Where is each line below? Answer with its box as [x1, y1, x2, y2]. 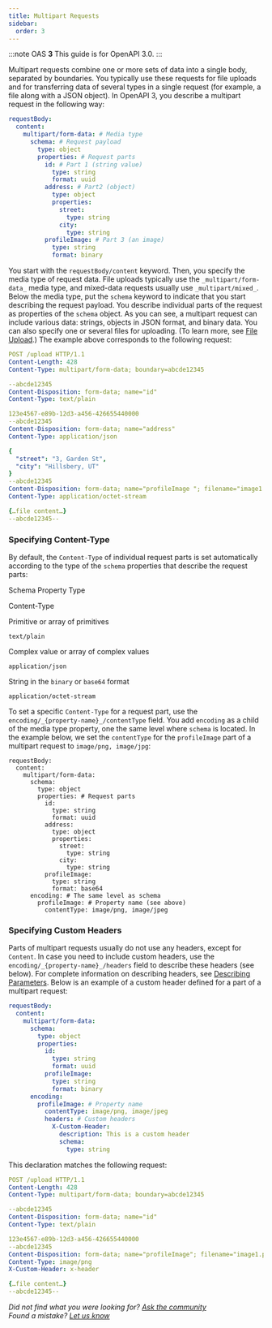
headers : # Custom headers [44, 1115, 136, 1123]
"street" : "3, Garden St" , [15, 455, 107, 463]
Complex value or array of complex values [8, 646, 150, 656]
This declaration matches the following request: [8, 1160, 168, 1170]
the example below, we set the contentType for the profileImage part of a [8, 732, 252, 742]
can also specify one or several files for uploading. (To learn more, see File [8, 326, 258, 335]
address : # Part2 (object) [44, 183, 136, 192]
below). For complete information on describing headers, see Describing [8, 969, 251, 979]
